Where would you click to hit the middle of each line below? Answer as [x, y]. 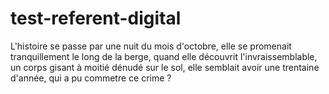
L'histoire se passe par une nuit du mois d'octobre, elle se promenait [151, 46]
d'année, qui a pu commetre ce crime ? [91, 78]
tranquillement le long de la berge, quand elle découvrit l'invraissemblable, [164, 56]
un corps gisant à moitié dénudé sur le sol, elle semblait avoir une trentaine [165, 67]
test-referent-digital [96, 18]
